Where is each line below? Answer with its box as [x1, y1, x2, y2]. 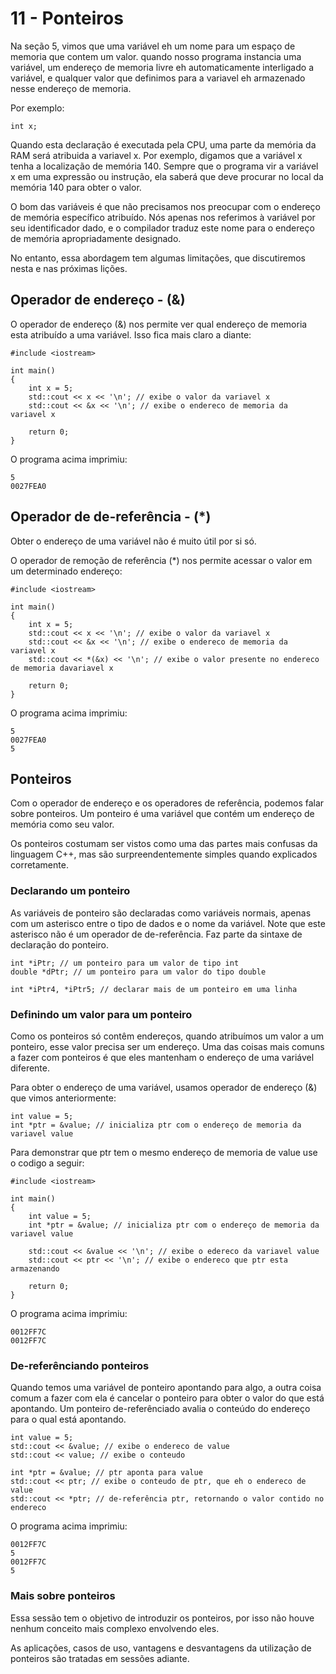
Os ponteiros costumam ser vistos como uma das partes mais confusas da [10, 838, 318, 850]
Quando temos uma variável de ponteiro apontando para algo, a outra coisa [10, 1382, 322, 1394]
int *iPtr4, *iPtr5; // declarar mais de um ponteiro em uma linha [10, 984, 298, 994]
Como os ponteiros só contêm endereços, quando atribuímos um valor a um [10, 1030, 325, 1042]
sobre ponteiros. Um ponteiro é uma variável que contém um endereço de [10, 808, 315, 820]
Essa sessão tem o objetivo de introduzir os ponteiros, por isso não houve [10, 1612, 315, 1624]
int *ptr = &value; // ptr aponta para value [10, 1468, 203, 1478]
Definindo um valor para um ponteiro [10, 1007, 193, 1021]
